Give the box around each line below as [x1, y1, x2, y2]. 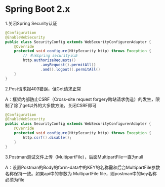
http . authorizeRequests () [23, 58, 77, 63]
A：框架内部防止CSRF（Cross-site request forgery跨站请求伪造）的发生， [5, 96, 156, 102]
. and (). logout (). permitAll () [40, 67, 100, 72]
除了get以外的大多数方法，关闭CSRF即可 [13, 102, 97, 108]
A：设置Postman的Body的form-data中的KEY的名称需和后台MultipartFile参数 [5, 164, 161, 170]
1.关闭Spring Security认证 [5, 20, 57, 26]
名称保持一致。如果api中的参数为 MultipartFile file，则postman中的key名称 [5, 170, 157, 176]
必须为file [5, 177, 25, 183]
